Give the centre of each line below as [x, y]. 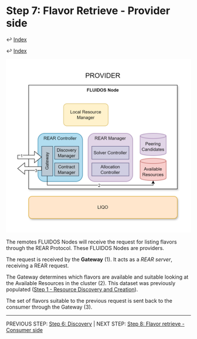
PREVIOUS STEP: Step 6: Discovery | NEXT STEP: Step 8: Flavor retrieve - [95, 324]
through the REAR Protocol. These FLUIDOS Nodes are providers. [85, 248]
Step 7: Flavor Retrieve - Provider [88, 11]
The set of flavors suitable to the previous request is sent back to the [89, 301]
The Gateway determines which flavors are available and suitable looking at [97, 277]
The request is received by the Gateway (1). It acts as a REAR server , [89, 259]
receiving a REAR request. [38, 266]
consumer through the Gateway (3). [49, 307]
